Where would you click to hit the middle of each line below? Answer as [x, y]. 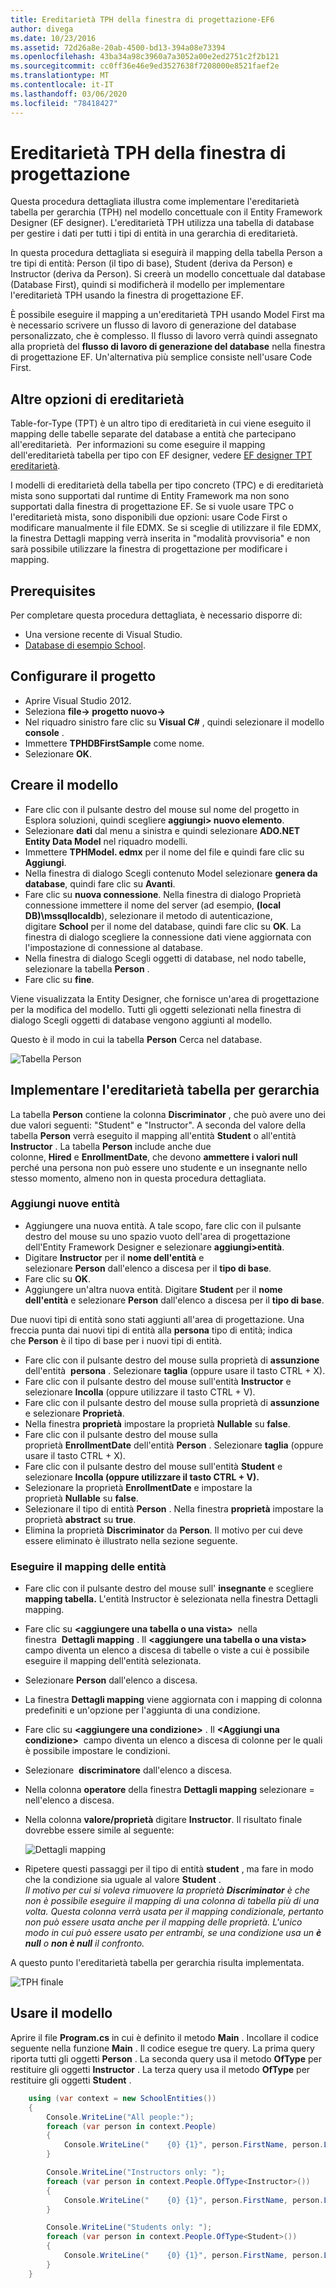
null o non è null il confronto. [84, 1943]
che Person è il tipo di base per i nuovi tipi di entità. [116, 1340]
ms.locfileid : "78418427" [64, 103]
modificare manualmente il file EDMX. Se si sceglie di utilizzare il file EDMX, [166, 528]
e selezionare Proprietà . [74, 1413]
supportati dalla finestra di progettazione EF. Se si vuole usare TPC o [152, 507]
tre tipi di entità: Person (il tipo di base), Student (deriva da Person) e [151, 263]
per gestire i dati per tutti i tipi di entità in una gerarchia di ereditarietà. [154, 233]
